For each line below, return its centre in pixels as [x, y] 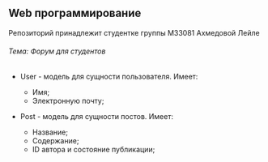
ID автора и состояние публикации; [94, 150]
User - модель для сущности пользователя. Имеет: [109, 77]
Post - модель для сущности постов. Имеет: [97, 117]
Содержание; [55, 141]
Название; [50, 132]
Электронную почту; [68, 101]
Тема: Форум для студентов [57, 51]
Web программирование [75, 13]
